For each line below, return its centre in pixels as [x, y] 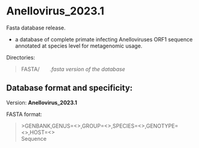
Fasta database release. [36, 28]
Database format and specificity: [69, 88]
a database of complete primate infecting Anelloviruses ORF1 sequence [104, 39]
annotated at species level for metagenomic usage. [79, 46]
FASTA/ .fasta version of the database [73, 69]
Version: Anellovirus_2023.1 [42, 102]
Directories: [21, 57]
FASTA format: [24, 114]
